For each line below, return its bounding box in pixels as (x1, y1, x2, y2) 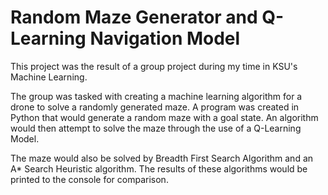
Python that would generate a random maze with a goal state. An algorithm (10, 111, 319, 123)
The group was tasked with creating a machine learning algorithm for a (10, 90, 303, 102)
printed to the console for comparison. (10, 173, 169, 185)
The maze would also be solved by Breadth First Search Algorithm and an (10, 152, 314, 164)
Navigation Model (89, 27, 241, 50)
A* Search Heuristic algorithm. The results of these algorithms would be (10, 162, 308, 175)
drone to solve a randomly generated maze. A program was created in (10, 101, 300, 113)
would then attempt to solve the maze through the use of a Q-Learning (10, 122, 302, 134)
